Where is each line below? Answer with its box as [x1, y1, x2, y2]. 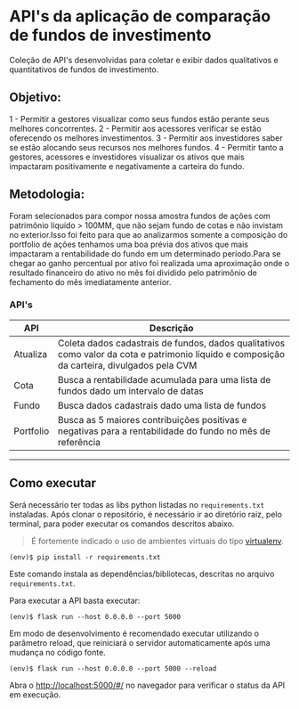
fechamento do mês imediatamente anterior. [9, 276, 172, 287]
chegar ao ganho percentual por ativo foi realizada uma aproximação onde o [9, 257, 290, 268]
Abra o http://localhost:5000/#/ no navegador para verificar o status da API [9, 680, 286, 690]
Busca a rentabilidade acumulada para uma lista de [57, 373, 271, 386]
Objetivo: [9, 90, 62, 105]
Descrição [149, 322, 194, 334]
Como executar [9, 476, 96, 491]
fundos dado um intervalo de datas [57, 385, 205, 397]
